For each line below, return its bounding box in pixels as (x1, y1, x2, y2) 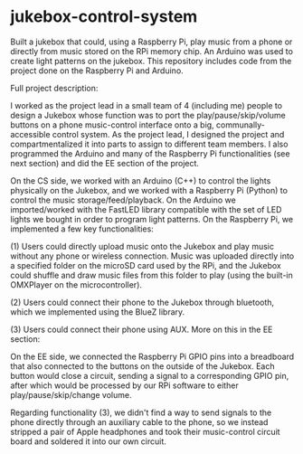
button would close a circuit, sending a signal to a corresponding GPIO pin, (10, 370, 289, 381)
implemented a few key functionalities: (10, 223, 155, 234)
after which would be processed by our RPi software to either (10, 380, 239, 391)
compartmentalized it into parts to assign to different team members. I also (10, 138, 289, 149)
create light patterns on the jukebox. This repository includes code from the (10, 55, 292, 66)
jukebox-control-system (10, 6, 198, 27)
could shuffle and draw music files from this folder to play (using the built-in (10, 270, 293, 280)
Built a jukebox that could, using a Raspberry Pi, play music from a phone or (10, 36, 293, 47)
